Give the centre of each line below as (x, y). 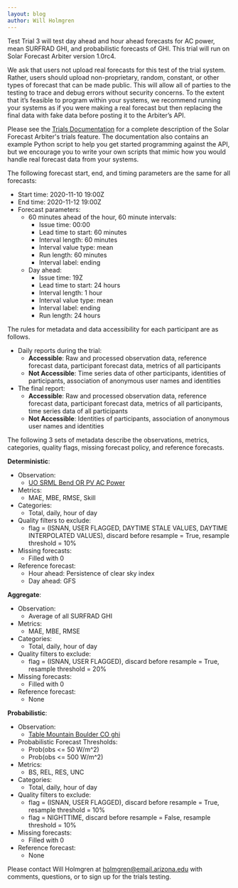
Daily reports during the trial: (59, 350)
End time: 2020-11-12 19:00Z (59, 202)
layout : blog (27, 14)
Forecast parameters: (49, 209)
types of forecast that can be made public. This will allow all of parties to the (119, 85)
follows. (19, 337)
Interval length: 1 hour (71, 292)
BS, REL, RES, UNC (56, 772)
